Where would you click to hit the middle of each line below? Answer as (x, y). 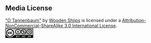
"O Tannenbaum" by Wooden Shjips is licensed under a (63, 20)
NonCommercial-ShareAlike (34, 25)
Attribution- (134, 20)
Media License (29, 8)
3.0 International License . (91, 25)
